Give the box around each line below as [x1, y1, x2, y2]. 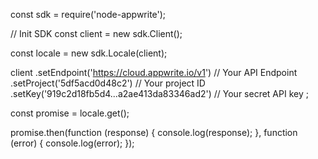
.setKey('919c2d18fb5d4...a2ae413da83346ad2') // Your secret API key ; [10, 88, 309, 99]
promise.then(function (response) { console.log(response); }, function [10, 127, 298, 138]
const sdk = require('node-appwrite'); [10, 9, 167, 20]
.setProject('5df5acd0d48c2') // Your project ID [10, 77, 206, 89]
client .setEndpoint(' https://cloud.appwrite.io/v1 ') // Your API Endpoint [10, 67, 298, 78]
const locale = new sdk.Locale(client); [10, 47, 168, 59]
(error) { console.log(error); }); [10, 137, 135, 149]
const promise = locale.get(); [10, 107, 130, 119]
